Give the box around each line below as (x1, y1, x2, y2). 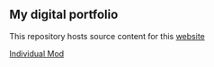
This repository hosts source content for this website (9, 30, 205, 41)
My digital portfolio (9, 7, 119, 22)
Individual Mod (9, 48, 65, 59)
